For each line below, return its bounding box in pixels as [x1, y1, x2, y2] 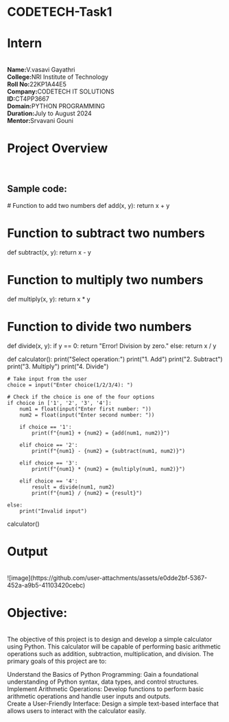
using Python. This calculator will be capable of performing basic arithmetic [7, 642, 221, 651]
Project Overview [7, 141, 108, 156]
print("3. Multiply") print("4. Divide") [7, 362, 109, 371]
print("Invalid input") [19, 507, 88, 515]
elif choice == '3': [19, 459, 78, 467]
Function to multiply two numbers [7, 272, 204, 288]
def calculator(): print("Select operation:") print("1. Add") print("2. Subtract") [7, 355, 223, 363]
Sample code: [7, 183, 67, 195]
